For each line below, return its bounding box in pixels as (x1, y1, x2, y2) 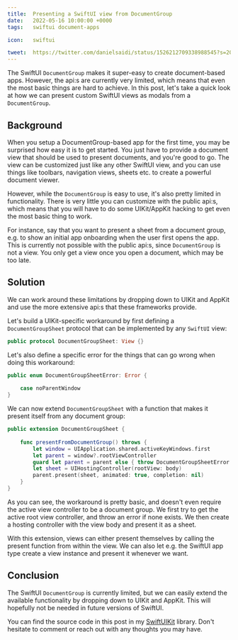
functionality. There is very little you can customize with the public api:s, (7, 196, 218, 206)
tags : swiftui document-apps (7, 23, 100, 30)
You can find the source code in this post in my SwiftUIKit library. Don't (7, 617, 215, 626)
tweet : (7, 49, 27, 57)
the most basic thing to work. (7, 212, 93, 220)
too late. (7, 256, 32, 264)
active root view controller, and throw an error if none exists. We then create (7, 512, 229, 521)
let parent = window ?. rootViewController (33, 451, 157, 459)
